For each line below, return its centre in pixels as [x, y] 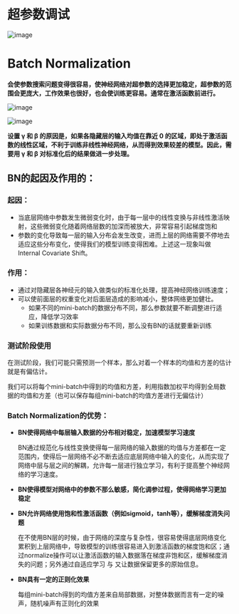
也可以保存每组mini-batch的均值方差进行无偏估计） [132, 395]
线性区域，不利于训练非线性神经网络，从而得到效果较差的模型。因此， [122, 145]
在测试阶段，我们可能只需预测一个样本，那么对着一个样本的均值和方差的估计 [119, 363]
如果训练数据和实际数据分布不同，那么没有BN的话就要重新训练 [120, 326]
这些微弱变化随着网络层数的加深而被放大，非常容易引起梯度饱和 [124, 226]
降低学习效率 [60, 316]
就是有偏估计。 [29, 372]
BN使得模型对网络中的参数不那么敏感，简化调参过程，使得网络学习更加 [122, 489]
